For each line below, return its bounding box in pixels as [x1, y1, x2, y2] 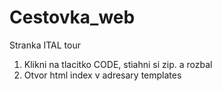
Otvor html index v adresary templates [23, 69, 182, 81]
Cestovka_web [9, 6, 136, 29]
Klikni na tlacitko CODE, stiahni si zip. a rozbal [23, 58, 213, 70]
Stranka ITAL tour [9, 39, 81, 51]
